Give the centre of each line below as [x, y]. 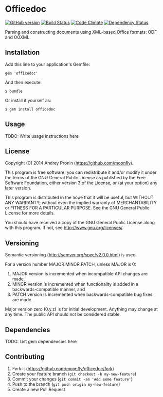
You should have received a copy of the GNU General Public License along [80, 223]
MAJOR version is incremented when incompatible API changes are [80, 274]
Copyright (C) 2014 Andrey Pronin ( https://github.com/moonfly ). [69, 163]
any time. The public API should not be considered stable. [63, 314]
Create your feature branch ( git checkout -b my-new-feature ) [74, 374]
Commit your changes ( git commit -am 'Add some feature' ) [72, 379]
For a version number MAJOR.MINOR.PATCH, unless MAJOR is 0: [71, 264]
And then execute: [23, 82]
